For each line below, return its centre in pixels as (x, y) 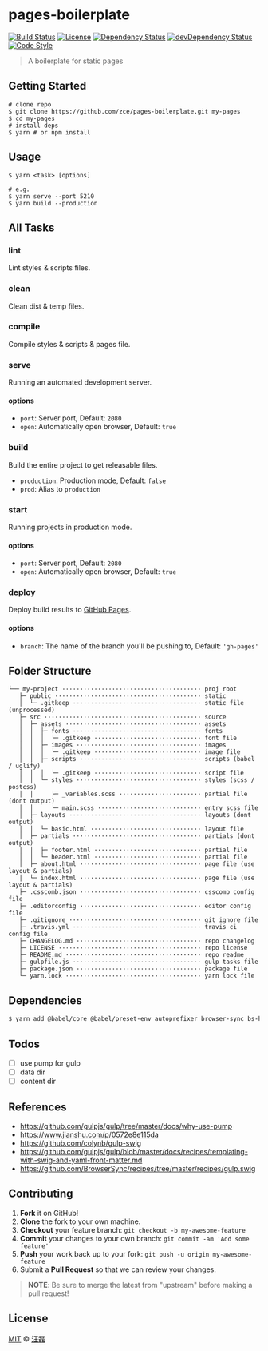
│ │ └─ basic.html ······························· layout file (132, 829)
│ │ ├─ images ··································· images (122, 745)
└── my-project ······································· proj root (123, 689)
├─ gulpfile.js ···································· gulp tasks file (139, 962)
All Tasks (32, 227)
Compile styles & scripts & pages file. (69, 344)
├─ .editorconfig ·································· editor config (135, 906)
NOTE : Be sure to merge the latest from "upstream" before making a (140, 1285)
